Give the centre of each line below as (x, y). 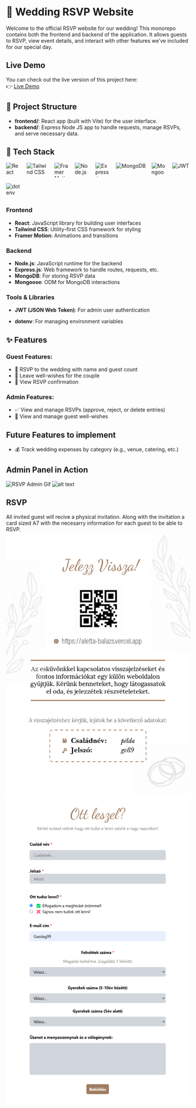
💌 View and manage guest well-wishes (61, 417)
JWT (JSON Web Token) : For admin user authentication (82, 310)
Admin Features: (30, 397)
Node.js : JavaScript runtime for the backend (68, 263)
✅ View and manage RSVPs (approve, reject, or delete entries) (90, 410)
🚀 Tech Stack (30, 152)
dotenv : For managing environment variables (69, 322)
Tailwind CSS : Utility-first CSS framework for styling (78, 229)
